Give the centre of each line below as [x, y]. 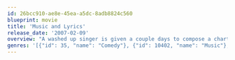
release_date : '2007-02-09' [48, 33]
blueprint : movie [33, 20]
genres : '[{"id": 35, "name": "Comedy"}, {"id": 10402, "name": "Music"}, [119, 46]
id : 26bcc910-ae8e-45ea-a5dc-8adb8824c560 [70, 13]
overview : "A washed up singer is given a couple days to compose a [109, 39]
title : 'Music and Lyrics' [47, 26]
